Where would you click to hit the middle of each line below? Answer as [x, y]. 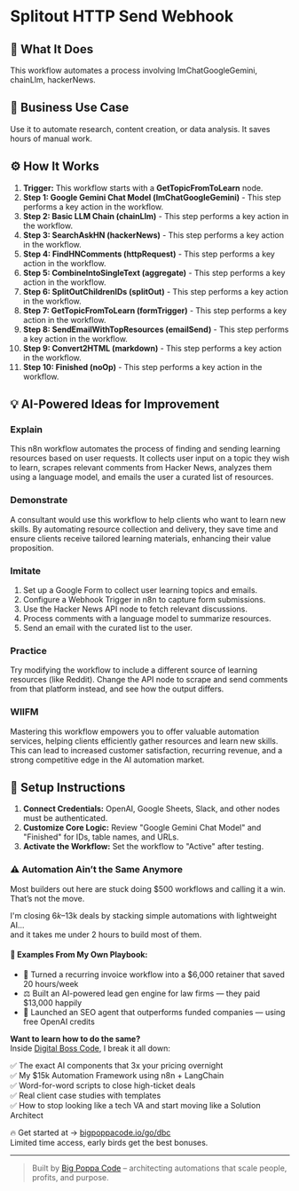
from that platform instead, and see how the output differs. [117, 689]
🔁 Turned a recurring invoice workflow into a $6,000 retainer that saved [153, 974]
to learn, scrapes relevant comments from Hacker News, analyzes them [141, 468]
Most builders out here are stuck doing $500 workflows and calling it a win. [148, 888]
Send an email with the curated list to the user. [108, 627]
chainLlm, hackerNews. [53, 80]
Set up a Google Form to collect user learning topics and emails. [140, 590]
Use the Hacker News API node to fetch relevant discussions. [135, 609]
